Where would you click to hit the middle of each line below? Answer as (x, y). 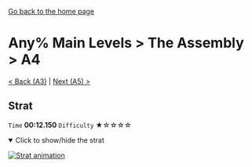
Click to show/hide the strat (60, 140)
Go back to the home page (51, 11)
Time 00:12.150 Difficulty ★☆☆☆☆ (70, 125)
